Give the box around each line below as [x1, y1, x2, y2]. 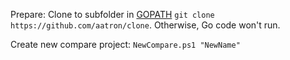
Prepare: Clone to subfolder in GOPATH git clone [10, 9, 215, 20]
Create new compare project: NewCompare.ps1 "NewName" [10, 39, 241, 50]
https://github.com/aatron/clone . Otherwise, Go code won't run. [10, 19, 281, 31]
